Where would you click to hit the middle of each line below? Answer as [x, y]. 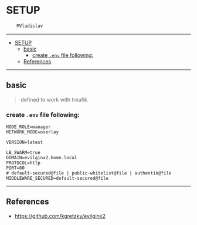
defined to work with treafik [54, 99]
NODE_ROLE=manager [28, 127]
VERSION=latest [25, 142]
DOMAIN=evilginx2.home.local [42, 157]
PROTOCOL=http [23, 163]
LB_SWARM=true [23, 152]
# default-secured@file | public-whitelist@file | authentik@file [89, 173]
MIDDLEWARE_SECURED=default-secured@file [57, 178]
